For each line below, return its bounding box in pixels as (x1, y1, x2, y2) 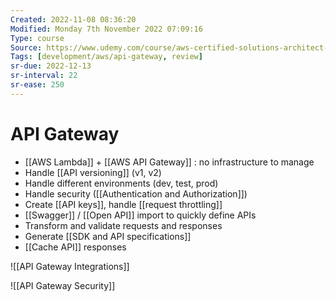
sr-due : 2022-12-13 (10, 61, 92, 71)
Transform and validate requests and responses (24, 219, 223, 231)
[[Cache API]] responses (24, 241, 127, 253)
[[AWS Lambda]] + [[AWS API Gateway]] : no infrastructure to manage (24, 156, 315, 168)
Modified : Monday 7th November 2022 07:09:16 (10, 24, 203, 34)
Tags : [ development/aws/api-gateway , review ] (10, 52, 203, 62)
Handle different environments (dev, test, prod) (24, 177, 219, 189)
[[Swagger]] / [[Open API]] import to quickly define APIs (24, 209, 257, 221)
